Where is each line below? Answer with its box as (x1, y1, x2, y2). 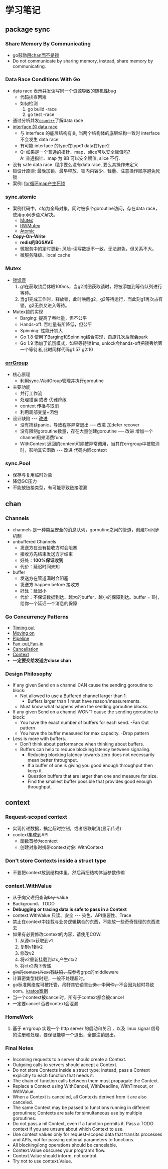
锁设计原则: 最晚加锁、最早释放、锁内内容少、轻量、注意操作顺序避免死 (12, 168, 160, 174)
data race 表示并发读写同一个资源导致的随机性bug (12, 88, 116, 94)
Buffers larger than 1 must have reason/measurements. (27, 698, 141, 704)
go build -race (27, 106, 57, 112)
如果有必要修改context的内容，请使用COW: (12, 931, 102, 937)
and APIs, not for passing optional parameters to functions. (12, 1136, 134, 1142)
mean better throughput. (27, 757, 79, 763)
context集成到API (12, 832, 49, 838)
